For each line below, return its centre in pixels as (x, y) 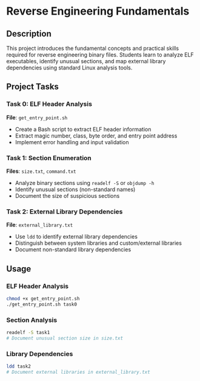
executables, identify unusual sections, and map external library (86, 61)
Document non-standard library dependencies (73, 250)
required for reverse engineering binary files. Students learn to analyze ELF (100, 55)
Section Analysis (32, 320)
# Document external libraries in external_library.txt (78, 372)
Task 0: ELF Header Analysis (49, 104)
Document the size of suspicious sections (67, 195)
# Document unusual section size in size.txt (65, 338)
